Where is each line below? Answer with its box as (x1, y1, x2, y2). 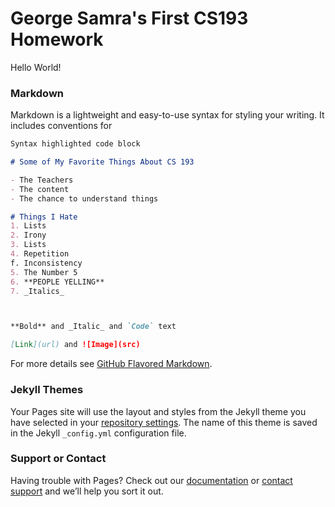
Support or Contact (10, 452, 107, 466)
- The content (10, 184, 70, 194)
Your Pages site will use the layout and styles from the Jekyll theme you (10, 405, 307, 417)
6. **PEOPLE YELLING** (10, 277, 105, 287)
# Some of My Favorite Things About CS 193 (10, 157, 195, 167)
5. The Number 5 (10, 267, 78, 277)
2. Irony (10, 230, 47, 241)
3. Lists (10, 240, 47, 250)
